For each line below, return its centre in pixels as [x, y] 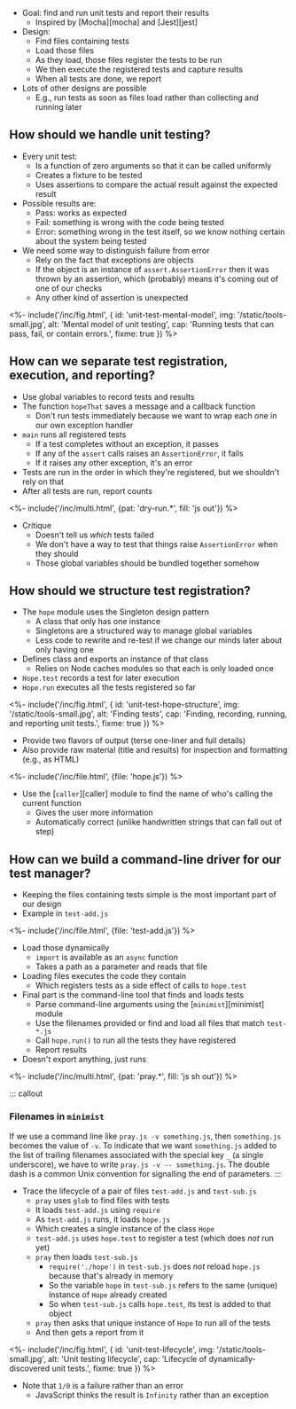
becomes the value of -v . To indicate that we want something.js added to [143, 1145]
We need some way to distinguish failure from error [116, 250]
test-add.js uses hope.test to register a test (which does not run [155, 1238]
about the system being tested [91, 241]
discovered [30, 1368]
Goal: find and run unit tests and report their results [116, 13]
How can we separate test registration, [118, 361]
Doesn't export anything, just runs [84, 1060]
